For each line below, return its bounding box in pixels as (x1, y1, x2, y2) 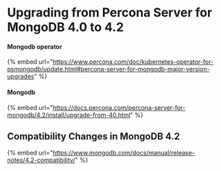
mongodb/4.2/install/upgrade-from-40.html (7, 111, 130, 119)
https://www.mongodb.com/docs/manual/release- (52, 149, 196, 157)
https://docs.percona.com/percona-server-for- (52, 103, 186, 111)
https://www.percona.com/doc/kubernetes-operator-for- (52, 58, 214, 66)
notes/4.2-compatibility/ (7, 156, 75, 164)
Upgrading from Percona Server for (7, 5, 213, 21)
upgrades (7, 72, 34, 80)
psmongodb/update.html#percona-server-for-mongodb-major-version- (7, 65, 210, 73)
